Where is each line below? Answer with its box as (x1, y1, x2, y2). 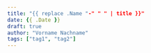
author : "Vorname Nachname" (7, 29, 89, 36)
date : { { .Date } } (7, 17, 61, 23)
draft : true (7, 23, 42, 30)
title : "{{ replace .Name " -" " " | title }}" (7, 10, 145, 17)
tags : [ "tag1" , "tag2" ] (7, 36, 77, 43)
